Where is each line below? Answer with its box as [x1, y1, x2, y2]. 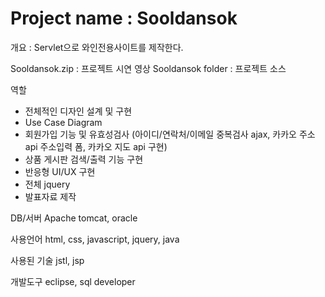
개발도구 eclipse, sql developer [10, 275, 136, 287]
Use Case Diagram [24, 116, 103, 128]
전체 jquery [24, 178, 71, 190]
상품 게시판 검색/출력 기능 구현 [24, 153, 144, 165]
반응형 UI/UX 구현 [24, 165, 96, 177]
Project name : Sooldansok [10, 7, 238, 30]
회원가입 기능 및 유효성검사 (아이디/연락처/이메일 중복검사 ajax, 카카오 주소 [24, 128, 316, 140]
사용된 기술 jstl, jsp [10, 254, 85, 266]
